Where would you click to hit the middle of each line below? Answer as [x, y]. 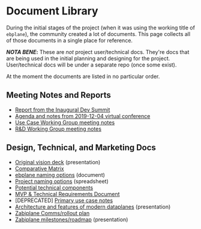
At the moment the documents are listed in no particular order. [83, 76]
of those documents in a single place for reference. [70, 40]
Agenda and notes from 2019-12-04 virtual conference [82, 116]
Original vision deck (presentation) [58, 162]
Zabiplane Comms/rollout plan [52, 213]
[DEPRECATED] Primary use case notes [64, 200]
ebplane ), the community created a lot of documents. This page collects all [98, 34]
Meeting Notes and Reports [58, 95]
